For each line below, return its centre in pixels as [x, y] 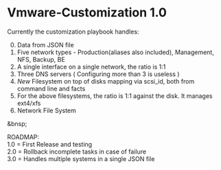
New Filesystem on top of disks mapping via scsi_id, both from [106, 81]
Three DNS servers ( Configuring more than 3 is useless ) [98, 74]
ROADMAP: [23, 137]
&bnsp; [17, 123]
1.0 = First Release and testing [50, 144]
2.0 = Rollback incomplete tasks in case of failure [77, 151]
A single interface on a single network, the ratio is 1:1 [91, 66]
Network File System [47, 110]
